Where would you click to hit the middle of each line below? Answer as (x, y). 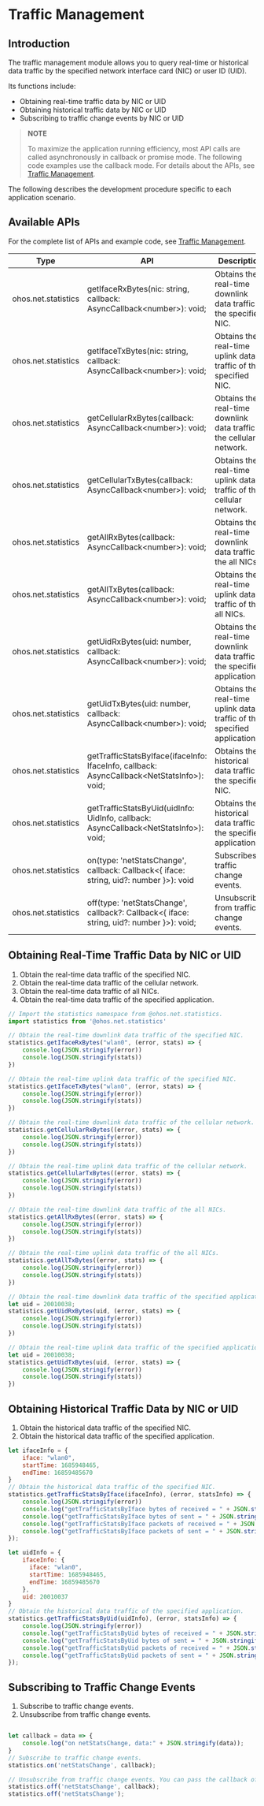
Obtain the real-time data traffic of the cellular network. (109, 982)
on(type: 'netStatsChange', (137, 860)
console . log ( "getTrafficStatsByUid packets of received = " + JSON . (137, 1648)
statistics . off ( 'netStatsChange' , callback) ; (84, 1787)
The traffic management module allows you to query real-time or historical (128, 62)
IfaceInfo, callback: (122, 765)
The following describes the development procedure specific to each (120, 189)
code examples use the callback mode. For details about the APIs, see (141, 166)
